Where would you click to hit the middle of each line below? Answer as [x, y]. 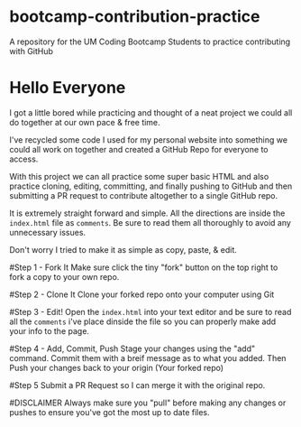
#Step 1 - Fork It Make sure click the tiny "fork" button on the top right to [144, 267]
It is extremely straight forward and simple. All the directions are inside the [147, 213]
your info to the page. [50, 330]
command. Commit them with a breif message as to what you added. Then [148, 357]
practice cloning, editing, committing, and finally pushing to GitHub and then [151, 186]
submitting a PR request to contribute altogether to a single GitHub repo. [144, 195]
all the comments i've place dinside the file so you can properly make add [143, 321]
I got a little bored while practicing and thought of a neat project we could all [151, 112]
